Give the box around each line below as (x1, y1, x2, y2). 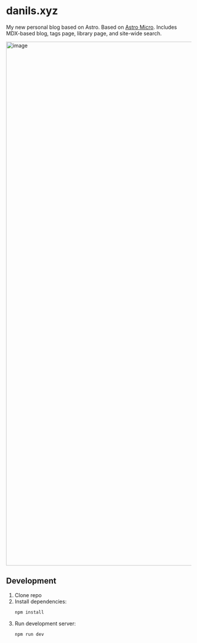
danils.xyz (6, 4, 58, 18)
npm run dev (14, 631, 44, 637)
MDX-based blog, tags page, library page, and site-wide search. (6, 29, 162, 36)
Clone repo (14, 591, 42, 598)
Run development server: (14, 619, 76, 627)
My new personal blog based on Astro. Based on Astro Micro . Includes (6, 24, 178, 31)
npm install (14, 609, 44, 615)
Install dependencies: (14, 598, 67, 605)
